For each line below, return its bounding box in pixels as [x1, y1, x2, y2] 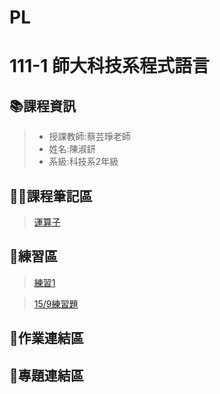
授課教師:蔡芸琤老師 [48, 131, 131, 143]
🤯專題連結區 [9, 367, 84, 384]
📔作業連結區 [9, 330, 84, 347]
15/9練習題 [33, 297, 79, 310]
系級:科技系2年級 [48, 156, 119, 168]
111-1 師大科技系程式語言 [9, 55, 211, 78]
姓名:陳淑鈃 [48, 143, 96, 155]
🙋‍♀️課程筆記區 [9, 187, 93, 205]
